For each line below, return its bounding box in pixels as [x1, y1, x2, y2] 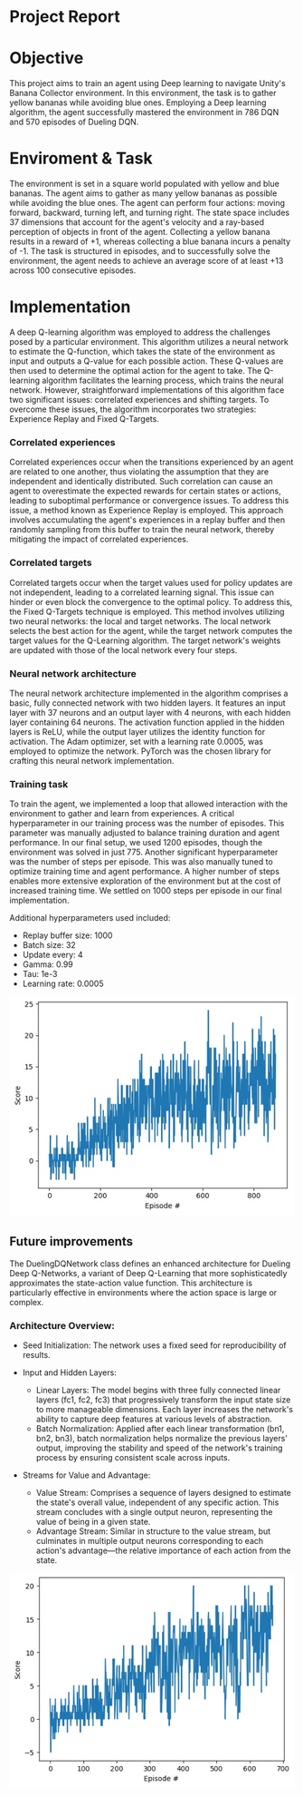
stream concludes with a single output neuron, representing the [35, 1507, 273, 1518]
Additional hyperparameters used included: [9, 913, 171, 923]
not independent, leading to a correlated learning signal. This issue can [9, 587, 274, 598]
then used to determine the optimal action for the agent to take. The [9, 366, 262, 376]
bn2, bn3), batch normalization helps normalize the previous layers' [35, 1433, 288, 1444]
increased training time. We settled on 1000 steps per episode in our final [9, 885, 282, 896]
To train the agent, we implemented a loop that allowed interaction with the [9, 798, 288, 809]
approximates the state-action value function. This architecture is [9, 1277, 253, 1288]
